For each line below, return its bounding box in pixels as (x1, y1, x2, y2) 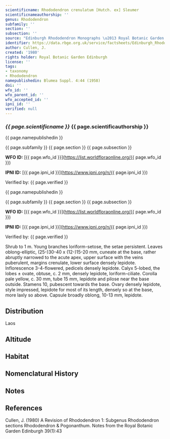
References (5, 404, 42, 413)
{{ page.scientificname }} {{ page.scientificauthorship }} (5, 123, 149, 130)
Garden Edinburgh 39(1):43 (5, 428, 62, 434)
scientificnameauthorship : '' (5, 12, 69, 17)
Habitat (5, 352, 29, 360)
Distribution (5, 307, 44, 315)
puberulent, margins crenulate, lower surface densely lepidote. (5, 260, 136, 266)
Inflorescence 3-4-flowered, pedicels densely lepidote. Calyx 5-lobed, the (5, 265, 160, 271)
